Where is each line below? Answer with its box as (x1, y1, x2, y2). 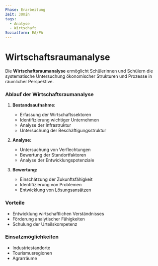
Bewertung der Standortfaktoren (19, 152, 86, 158)
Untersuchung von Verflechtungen (19, 147, 91, 153)
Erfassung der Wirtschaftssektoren (19, 112, 91, 118)
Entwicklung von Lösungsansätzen (19, 187, 91, 193)
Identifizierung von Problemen (19, 182, 82, 188)
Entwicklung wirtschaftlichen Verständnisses (12, 211, 104, 216)
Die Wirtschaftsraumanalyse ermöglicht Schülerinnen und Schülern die (5, 68, 153, 74)
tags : (5, 16, 16, 21)
